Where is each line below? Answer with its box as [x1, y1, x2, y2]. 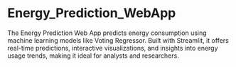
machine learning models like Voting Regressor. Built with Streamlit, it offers [7, 36, 229, 44]
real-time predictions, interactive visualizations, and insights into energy [7, 43, 218, 52]
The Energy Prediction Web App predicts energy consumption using [7, 29, 208, 37]
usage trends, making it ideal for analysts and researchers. [7, 51, 179, 60]
